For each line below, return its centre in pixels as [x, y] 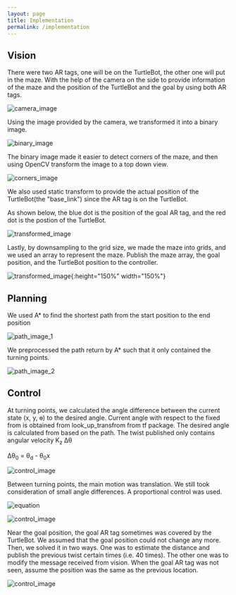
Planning [27, 298]
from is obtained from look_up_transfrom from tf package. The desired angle [118, 425]
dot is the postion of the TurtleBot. [57, 220]
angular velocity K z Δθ [40, 441]
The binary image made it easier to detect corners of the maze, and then [113, 157]
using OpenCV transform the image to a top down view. [88, 164]
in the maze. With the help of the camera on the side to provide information [116, 80]
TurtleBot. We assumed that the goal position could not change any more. [114, 540]
